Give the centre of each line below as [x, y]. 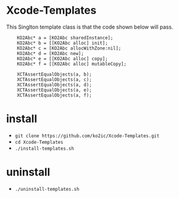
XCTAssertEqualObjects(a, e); [55, 90]
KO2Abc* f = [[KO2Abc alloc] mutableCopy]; [72, 64]
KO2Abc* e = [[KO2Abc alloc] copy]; [63, 58]
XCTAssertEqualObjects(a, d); [55, 85]
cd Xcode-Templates [39, 142]
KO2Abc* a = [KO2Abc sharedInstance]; [65, 38]
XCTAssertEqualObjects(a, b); [55, 74]
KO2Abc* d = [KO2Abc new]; [50, 53]
